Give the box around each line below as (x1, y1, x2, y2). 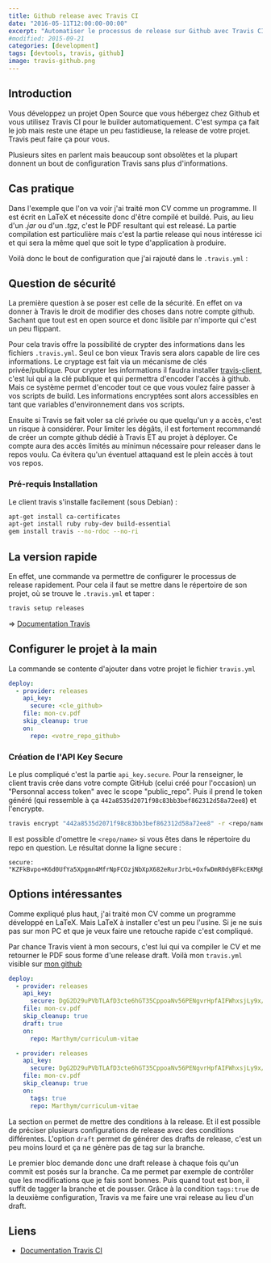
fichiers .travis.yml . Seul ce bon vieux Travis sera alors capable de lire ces (8, 348, 261, 358)
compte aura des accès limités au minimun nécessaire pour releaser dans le (8, 441, 261, 451)
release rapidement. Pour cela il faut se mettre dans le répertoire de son (8, 580, 248, 590)
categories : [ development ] (8, 42, 99, 50)
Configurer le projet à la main (8, 642, 157, 656)
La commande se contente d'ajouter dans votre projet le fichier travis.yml (8, 664, 256, 674)
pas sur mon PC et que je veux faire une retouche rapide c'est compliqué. (8, 926, 253, 936)
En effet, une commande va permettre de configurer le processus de (8, 572, 236, 581)
